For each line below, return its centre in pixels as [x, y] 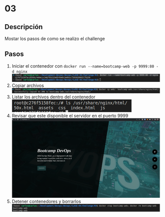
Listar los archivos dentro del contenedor [53, 97]
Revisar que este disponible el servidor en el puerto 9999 [70, 116]
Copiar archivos [28, 86]
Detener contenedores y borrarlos [46, 201]
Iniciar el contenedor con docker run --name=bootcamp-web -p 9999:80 [83, 66]
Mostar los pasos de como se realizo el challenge [55, 38]
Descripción [24, 27]
